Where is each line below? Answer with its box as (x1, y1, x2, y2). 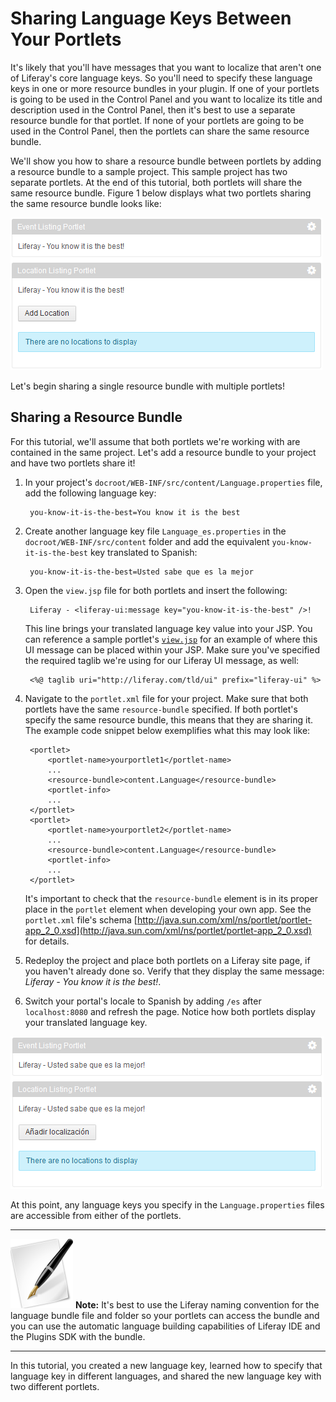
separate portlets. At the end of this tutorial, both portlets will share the (10, 176, 303, 188)
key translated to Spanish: (89, 546, 198, 558)
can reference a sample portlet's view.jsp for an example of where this (24, 633, 318, 645)
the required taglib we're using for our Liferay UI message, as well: (24, 654, 300, 666)
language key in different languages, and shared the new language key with (10, 1370, 322, 1382)
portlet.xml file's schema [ (24, 913, 138, 926)
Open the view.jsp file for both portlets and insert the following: (24, 584, 288, 596)
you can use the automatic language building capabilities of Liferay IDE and (10, 1320, 321, 1332)
